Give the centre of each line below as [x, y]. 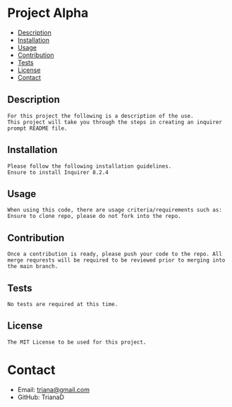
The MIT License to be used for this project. [77, 342]
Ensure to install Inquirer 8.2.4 [58, 172]
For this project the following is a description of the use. [100, 116]
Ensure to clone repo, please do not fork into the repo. [94, 217]
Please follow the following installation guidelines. [90, 166]
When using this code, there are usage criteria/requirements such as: [115, 210]
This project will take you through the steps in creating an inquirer [115, 122]
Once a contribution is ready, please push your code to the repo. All [115, 254]
